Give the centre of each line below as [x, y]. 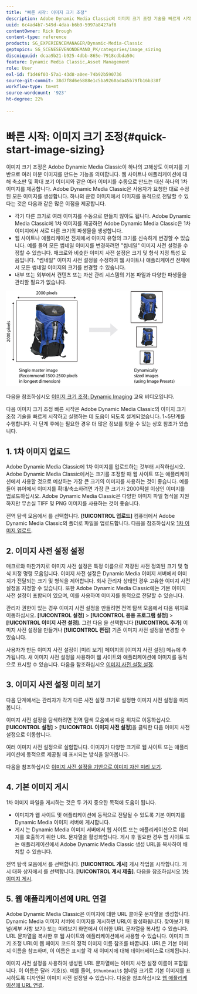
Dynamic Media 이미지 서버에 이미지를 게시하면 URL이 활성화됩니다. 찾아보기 [95, 921]
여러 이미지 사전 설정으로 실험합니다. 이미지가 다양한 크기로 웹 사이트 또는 [90, 747]
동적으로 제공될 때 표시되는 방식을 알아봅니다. [78, 754]
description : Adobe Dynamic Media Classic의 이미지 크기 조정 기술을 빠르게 [93, 18]
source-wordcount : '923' [36, 93]
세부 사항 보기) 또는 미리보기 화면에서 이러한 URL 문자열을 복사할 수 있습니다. [101, 929]
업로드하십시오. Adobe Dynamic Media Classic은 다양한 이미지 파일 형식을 [92, 496]
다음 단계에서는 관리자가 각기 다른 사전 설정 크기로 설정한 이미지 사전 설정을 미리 [98, 700]
